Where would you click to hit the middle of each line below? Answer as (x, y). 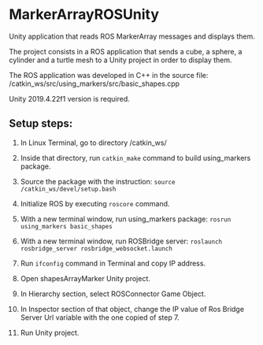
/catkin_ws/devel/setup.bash (68, 189)
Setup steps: (41, 124)
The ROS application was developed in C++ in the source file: (109, 75)
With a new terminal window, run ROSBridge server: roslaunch (121, 241)
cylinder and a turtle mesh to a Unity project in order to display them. (120, 60)
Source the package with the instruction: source (98, 181)
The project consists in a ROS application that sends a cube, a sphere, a (126, 51)
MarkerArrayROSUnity (84, 15)
